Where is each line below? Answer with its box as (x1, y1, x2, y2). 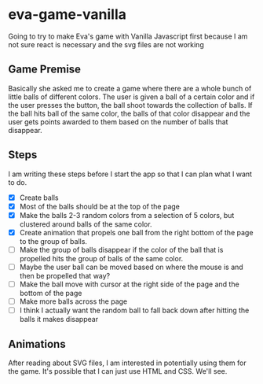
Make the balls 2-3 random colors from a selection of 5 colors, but (19, 210, 235, 220)
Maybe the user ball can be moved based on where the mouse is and (19, 262, 243, 271)
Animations (8, 337, 66, 351)
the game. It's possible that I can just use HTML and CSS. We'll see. (8, 366, 228, 375)
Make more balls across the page (19, 297, 128, 306)
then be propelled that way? (19, 271, 111, 280)
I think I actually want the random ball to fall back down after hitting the (19, 305, 250, 316)
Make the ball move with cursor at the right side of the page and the (19, 279, 239, 289)
